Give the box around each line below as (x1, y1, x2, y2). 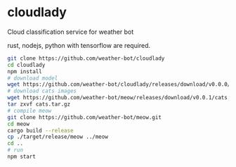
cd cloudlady (7, 61, 46, 68)
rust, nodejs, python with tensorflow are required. (7, 41, 151, 49)
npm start (7, 153, 37, 161)
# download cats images (7, 87, 77, 95)
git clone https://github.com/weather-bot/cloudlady (7, 54, 165, 62)
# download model (7, 75, 58, 82)
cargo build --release (7, 127, 74, 134)
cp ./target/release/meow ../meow (7, 133, 109, 141)
